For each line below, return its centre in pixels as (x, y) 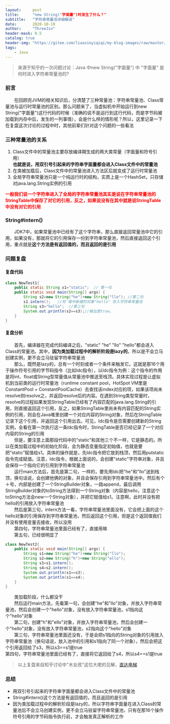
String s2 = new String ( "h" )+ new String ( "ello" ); (74, 558)
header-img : (18, 43)
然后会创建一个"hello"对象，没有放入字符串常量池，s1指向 (79, 610)
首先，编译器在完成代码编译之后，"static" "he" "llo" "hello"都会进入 (84, 345)
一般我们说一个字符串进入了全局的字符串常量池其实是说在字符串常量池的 (80, 194)
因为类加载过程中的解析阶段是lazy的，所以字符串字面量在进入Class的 (84, 704)
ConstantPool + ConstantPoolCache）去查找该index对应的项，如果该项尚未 (84, 389)
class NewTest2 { (22, 544)
